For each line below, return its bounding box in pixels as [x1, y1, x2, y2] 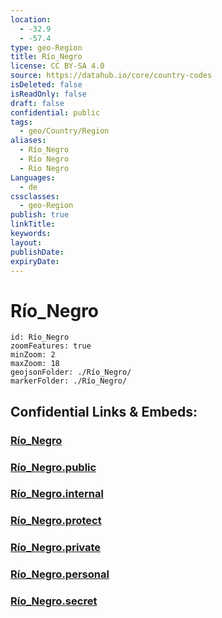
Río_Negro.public [10, 460, 97, 474]
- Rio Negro [19, 163, 70, 173]
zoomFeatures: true [10, 341, 92, 351]
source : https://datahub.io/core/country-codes [10, 71, 213, 81]
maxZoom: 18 [10, 359, 60, 369]
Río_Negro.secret [10, 594, 98, 608]
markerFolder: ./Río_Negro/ [10, 376, 128, 386]
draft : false [10, 98, 65, 108]
